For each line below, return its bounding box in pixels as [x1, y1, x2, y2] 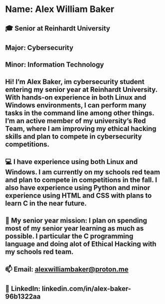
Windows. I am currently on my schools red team [5, 168, 161, 176]
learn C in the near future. [5, 199, 87, 208]
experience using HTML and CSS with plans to [5, 191, 152, 200]
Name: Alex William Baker [5, 3, 115, 15]
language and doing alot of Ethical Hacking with [5, 239, 157, 248]
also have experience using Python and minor [5, 183, 151, 192]
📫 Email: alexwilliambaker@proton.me [5, 265, 129, 273]
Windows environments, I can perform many [5, 101, 147, 109]
